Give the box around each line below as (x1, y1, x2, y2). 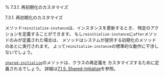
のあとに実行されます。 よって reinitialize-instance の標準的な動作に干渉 (5, 43, 155, 49)
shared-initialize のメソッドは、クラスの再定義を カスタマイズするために (5, 60, 155, 65)
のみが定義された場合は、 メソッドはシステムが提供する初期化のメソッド (9, 37, 157, 43)
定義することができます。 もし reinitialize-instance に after (22, 31, 144, 37)
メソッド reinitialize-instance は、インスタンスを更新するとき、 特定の (5, 25, 151, 31)
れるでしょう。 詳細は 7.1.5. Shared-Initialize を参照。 (13, 66, 118, 72)
